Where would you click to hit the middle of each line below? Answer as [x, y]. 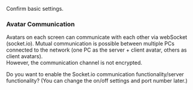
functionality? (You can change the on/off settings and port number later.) [97, 81]
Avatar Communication [41, 24]
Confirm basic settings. [35, 9]
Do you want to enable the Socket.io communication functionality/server [95, 74]
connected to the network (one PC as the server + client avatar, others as [96, 50]
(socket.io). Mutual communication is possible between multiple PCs [91, 44]
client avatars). [24, 56]
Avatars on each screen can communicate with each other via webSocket [97, 37]
